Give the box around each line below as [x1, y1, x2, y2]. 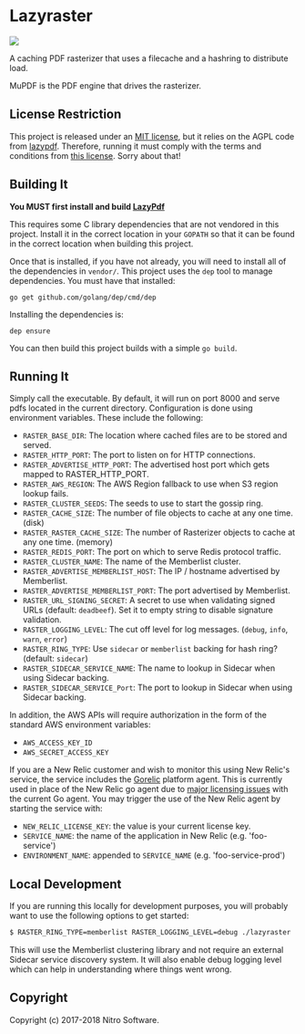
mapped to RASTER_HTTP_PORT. [22, 469, 149, 480]
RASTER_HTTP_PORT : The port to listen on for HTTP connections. [22, 449, 256, 461]
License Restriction [9, 107, 122, 122]
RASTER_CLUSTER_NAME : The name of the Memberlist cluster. [22, 556, 241, 567]
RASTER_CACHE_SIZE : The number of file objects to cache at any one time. [22, 507, 293, 518]
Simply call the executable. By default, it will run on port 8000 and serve [9, 393, 280, 404]
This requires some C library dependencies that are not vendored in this [9, 218, 280, 229]
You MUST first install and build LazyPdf [9, 201, 166, 212]
